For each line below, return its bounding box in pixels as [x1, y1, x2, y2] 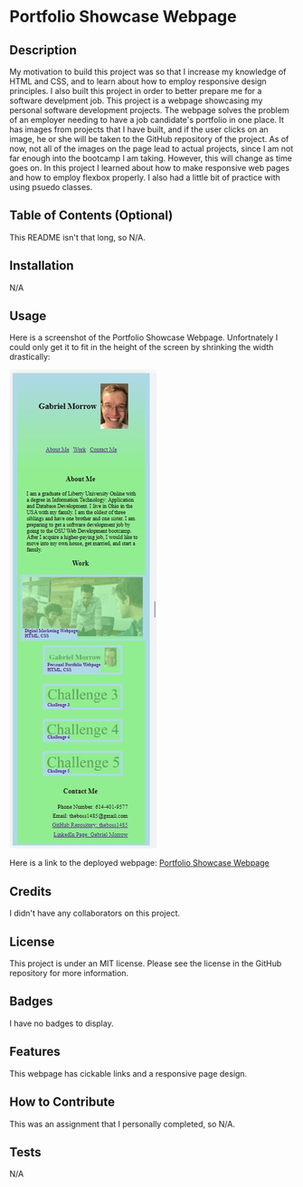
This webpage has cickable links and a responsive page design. [9, 1068, 248, 1078]
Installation [9, 258, 74, 273]
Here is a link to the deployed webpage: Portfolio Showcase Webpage [9, 858, 270, 869]
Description [9, 43, 77, 58]
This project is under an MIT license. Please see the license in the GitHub [9, 958, 282, 969]
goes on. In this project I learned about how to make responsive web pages [9, 163, 290, 173]
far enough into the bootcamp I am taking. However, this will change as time [9, 153, 292, 164]
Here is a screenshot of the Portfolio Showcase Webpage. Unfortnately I [9, 332, 279, 343]
